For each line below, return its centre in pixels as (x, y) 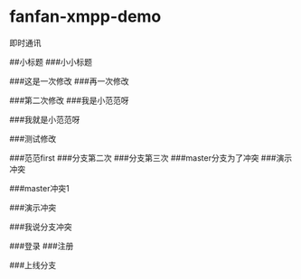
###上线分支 (33, 265)
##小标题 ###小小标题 (51, 61)
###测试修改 (33, 138)
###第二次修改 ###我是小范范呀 (69, 100)
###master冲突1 (39, 188)
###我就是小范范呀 (45, 119)
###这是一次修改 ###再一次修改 (69, 81)
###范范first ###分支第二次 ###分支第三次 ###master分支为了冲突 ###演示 (150, 158)
